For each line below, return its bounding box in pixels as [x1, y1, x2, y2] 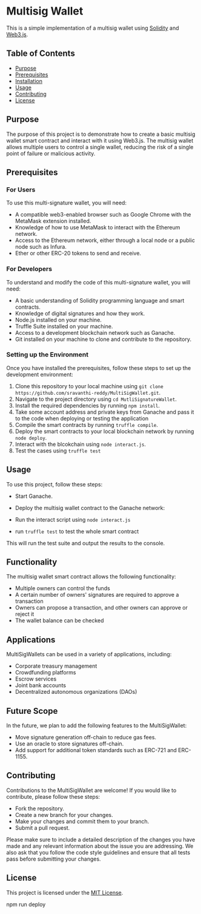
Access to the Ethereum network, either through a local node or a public [15, 237, 196, 244]
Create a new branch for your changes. [15, 811, 113, 818]
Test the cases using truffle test [15, 447, 101, 454]
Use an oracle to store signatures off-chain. [15, 740, 124, 747]
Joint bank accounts [15, 682, 67, 689]
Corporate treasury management [15, 662, 97, 670]
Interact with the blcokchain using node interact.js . [15, 440, 147, 448]
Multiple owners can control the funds [15, 585, 110, 592]
